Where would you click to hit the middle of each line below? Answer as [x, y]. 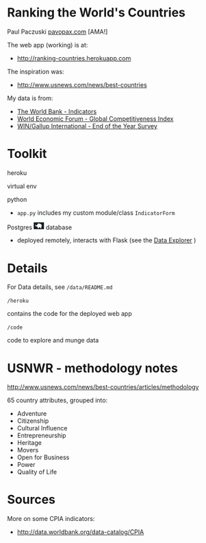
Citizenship [33, 421]
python [17, 199]
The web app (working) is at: [48, 45]
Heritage [29, 443]
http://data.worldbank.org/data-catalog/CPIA [80, 532]
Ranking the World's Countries [96, 13]
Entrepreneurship [41, 436]
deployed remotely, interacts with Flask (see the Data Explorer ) [106, 240]
